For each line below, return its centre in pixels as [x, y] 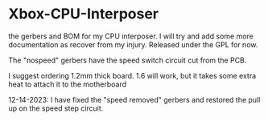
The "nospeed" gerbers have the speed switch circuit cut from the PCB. [128, 60]
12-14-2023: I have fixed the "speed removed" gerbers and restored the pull [134, 99]
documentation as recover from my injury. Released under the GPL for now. [133, 44]
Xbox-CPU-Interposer [84, 14]
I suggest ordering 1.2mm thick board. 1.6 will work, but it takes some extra [132, 75]
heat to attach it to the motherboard [68, 84]
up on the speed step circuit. [56, 108]
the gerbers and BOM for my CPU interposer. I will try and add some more [131, 36]
